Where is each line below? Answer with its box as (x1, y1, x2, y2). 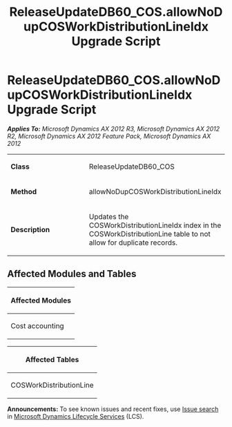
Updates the (88, 211, 129, 221)
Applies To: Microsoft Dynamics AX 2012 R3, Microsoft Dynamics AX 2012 (7, 124, 220, 133)
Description (10, 225, 50, 234)
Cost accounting (10, 321, 64, 330)
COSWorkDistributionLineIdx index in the (88, 220, 222, 230)
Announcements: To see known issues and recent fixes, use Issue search (7, 405, 219, 413)
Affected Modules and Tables (7, 268, 137, 280)
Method (10, 187, 37, 196)
